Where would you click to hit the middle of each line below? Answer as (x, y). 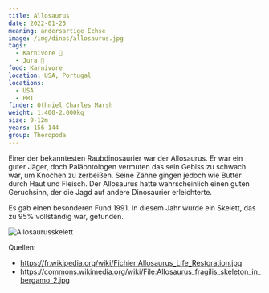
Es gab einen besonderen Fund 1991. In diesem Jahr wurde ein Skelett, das (132, 208)
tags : (17, 46)
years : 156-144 (34, 128)
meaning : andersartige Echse (57, 31)
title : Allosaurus (39, 16)
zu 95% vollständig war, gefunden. (66, 216)
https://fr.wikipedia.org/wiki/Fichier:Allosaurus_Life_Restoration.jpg (131, 262)
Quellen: (22, 247)
